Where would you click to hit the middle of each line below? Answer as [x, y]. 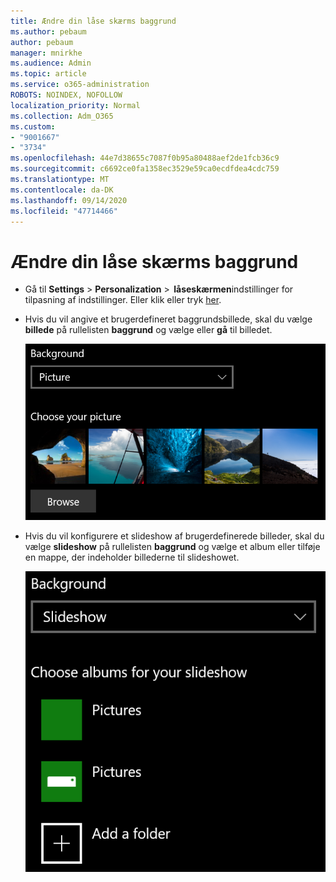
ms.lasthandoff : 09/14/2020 [69, 200]
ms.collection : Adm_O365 [62, 116]
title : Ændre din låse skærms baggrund [93, 21]
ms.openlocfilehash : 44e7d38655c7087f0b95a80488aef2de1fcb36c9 [145, 158]
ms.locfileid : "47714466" [64, 211]
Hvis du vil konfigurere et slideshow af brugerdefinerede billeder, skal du [174, 536]
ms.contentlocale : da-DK [62, 190]
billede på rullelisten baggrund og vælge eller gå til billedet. [148, 330]
